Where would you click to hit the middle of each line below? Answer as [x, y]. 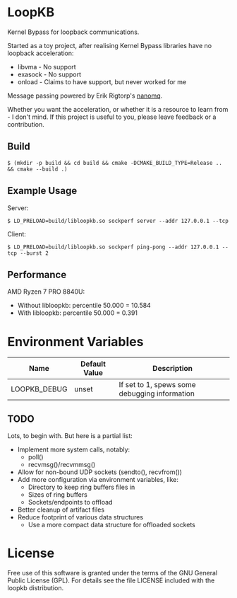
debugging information [157, 393]
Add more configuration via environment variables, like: [98, 480]
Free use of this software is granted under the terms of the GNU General [113, 573]
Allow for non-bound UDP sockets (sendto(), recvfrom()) [99, 472]
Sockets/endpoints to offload [70, 502]
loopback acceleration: [41, 53]
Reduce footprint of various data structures [80, 517]
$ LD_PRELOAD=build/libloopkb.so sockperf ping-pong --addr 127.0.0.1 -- [118, 247]
